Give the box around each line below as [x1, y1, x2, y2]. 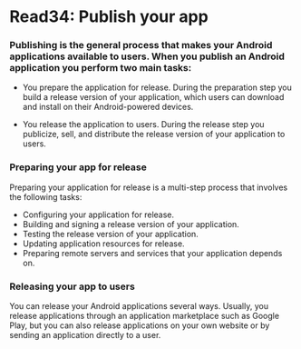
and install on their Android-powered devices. [22, 102, 194, 113]
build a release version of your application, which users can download [22, 92, 285, 103]
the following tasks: [9, 191, 83, 202]
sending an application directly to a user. [9, 330, 161, 341]
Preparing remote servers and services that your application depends [22, 247, 283, 258]
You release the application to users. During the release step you [22, 119, 265, 130]
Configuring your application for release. [22, 209, 175, 220]
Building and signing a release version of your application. [22, 218, 240, 229]
